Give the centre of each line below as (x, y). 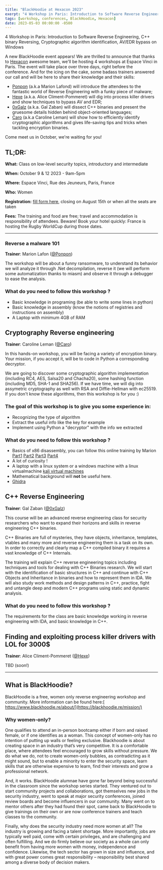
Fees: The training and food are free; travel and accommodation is (71, 216)
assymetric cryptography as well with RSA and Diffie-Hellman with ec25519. (81, 389)
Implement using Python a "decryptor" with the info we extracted (77, 427)
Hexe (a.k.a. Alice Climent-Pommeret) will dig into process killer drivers (83, 97)
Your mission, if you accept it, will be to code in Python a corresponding (77, 359)
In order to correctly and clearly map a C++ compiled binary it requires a (77, 548)
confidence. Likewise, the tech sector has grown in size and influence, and (80, 852)
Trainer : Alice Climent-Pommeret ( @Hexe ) (47, 656)
